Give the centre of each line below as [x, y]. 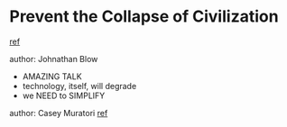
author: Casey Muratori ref [59, 113]
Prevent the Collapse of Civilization [144, 17]
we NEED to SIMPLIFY [64, 95]
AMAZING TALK [52, 76]
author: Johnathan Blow [54, 59]
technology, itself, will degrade [79, 86]
